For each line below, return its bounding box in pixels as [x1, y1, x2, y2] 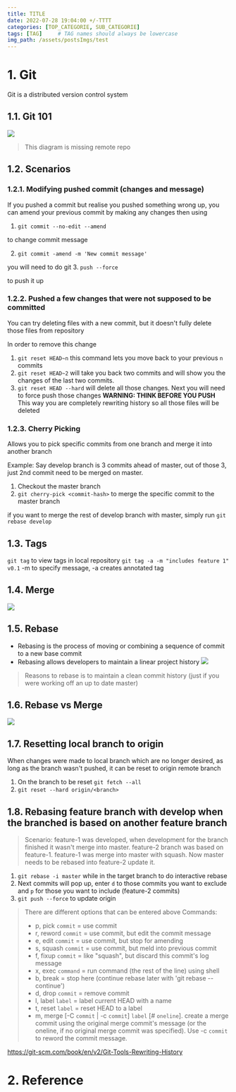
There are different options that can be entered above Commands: [24, 908, 218, 916]
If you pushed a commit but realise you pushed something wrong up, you [7, 200, 220, 209]
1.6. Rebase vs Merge [7, 699, 103, 711]
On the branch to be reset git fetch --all [17, 778, 142, 786]
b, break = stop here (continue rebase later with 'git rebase [35, 974, 206, 983]
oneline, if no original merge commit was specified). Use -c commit [35, 1026, 228, 1035]
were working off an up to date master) [24, 678, 139, 687]
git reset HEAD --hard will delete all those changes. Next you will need [17, 383, 225, 392]
